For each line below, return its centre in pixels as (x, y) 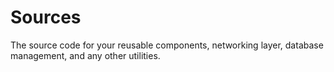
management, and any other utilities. (85, 55)
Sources (46, 17)
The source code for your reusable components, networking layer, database (167, 45)
